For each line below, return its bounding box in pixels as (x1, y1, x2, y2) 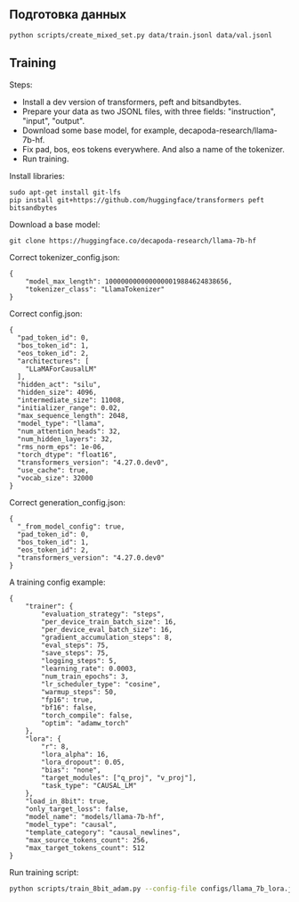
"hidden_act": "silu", (17, 380, 101, 389)
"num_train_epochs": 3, (41, 672, 129, 681)
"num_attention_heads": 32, (17, 427, 122, 436)
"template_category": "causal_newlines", (25, 828, 181, 837)
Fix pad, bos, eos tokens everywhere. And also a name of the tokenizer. (21, 143, 285, 154)
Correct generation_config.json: (9, 496, 126, 507)
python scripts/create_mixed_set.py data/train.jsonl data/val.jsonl (9, 30, 273, 39)
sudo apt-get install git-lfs (9, 187, 122, 197)
